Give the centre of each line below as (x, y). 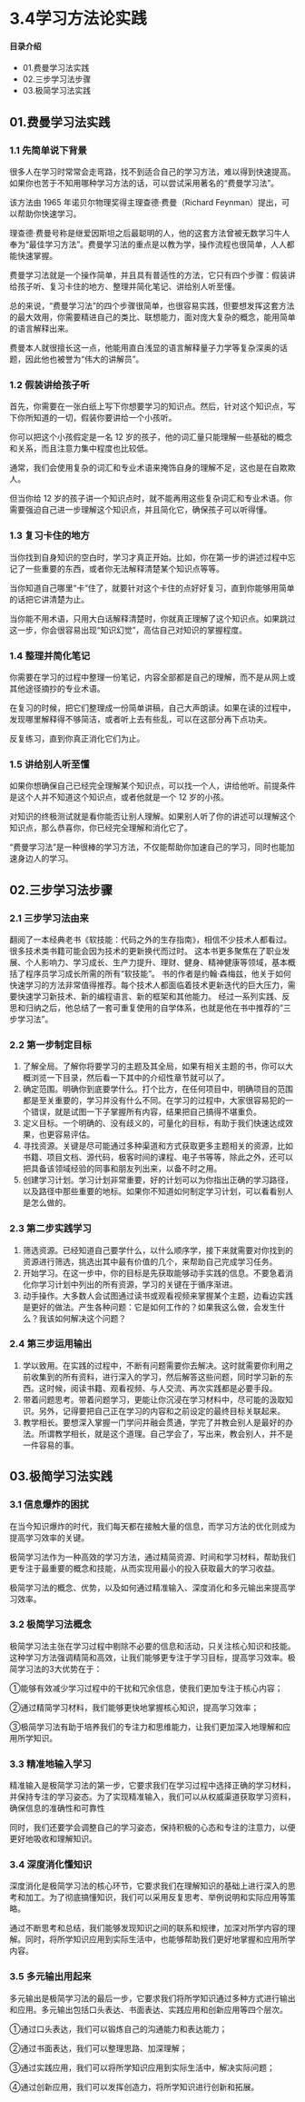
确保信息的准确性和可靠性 (57, 1808)
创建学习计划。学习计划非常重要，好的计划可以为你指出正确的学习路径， (157, 1180)
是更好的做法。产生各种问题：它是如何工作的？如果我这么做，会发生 (150, 1307)
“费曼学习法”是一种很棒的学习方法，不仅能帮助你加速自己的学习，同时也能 (148, 847)
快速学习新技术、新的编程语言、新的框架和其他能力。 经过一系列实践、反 (153, 996)
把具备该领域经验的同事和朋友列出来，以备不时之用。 (122, 1169)
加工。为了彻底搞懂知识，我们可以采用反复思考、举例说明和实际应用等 (156, 1898)
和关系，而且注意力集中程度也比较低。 (81, 448)
